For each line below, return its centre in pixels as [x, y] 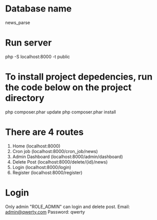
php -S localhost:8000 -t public [37, 56]
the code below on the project [68, 87]
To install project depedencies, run [79, 77]
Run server [28, 43]
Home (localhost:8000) [36, 146]
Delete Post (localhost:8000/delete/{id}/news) [60, 162]
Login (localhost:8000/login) [42, 167]
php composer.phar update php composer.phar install [60, 112]
